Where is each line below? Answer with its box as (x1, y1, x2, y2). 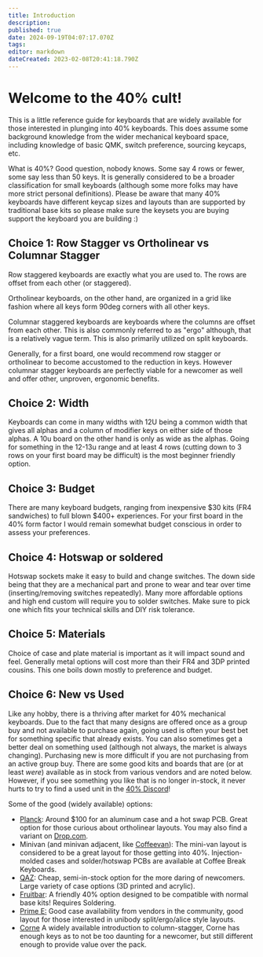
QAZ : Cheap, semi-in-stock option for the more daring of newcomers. (19, 873, 246, 882)
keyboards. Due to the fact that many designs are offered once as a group (8, 717, 247, 727)
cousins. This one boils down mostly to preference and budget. (8, 665, 213, 674)
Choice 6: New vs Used (8, 688, 124, 702)
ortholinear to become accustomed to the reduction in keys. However (8, 357, 233, 366)
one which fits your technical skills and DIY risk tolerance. (8, 605, 195, 614)
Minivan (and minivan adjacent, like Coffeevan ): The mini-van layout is (19, 839, 247, 849)
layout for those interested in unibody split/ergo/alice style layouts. (19, 915, 236, 924)
